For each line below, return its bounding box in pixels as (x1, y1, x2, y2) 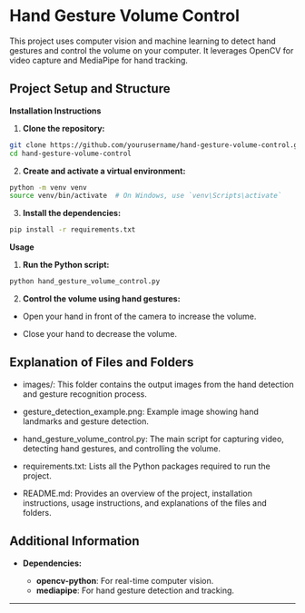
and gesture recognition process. (22, 388, 147, 400)
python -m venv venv (9, 183, 88, 192)
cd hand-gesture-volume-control (9, 149, 132, 158)
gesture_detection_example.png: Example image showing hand (22, 406, 259, 417)
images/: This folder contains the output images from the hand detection (22, 379, 294, 390)
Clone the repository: (22, 123, 105, 133)
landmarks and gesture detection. (22, 415, 150, 427)
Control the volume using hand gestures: (22, 293, 181, 304)
